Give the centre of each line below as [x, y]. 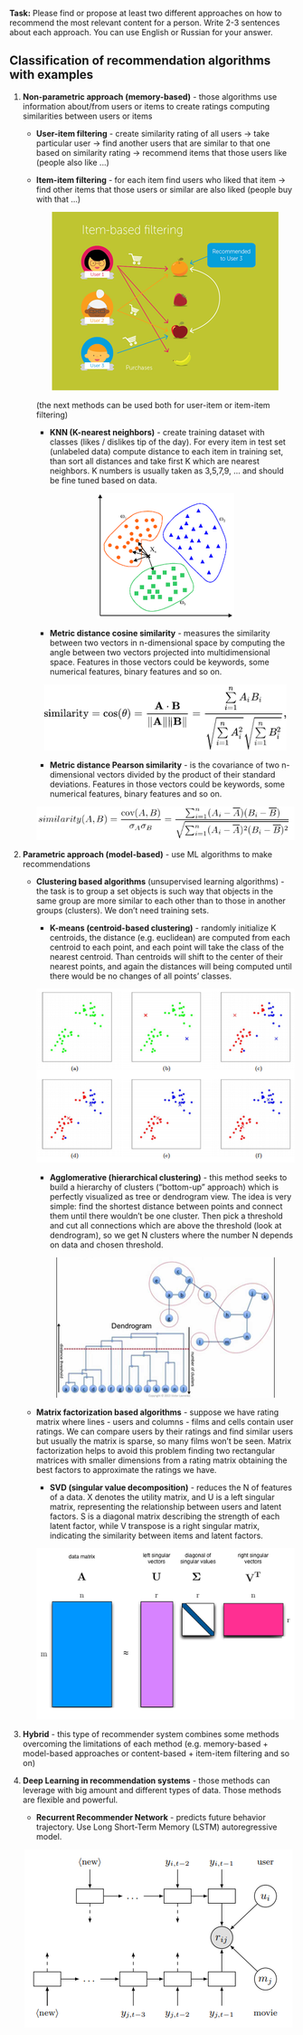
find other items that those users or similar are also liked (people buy [164, 189]
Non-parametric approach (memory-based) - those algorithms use [150, 96]
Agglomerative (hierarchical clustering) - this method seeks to [168, 1178]
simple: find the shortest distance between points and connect [166, 1207]
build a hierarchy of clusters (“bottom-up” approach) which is [164, 1187]
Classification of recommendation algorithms [140, 61]
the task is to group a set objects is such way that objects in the [155, 892]
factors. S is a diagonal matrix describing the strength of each [165, 1516]
